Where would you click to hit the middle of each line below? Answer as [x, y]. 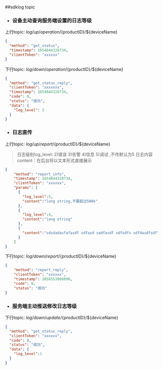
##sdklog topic [20, 7]
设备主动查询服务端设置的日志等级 [52, 20]
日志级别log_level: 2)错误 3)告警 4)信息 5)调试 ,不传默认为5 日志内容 [85, 154]
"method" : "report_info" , [40, 174]
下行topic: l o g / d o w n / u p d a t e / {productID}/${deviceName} [62, 317]
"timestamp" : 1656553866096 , [43, 279]
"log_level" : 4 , [38, 215]
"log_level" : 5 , [38, 196]
